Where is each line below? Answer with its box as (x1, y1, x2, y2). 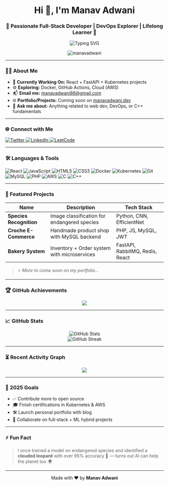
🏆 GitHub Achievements (5, 287, 67, 294)
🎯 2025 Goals (5, 384, 39, 391)
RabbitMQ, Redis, (116, 247, 157, 254)
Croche (8, 227, 26, 234)
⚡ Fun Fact (5, 434, 32, 441)
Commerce (8, 233, 35, 240)
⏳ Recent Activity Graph (5, 354, 65, 361)
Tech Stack (125, 204, 152, 211)
